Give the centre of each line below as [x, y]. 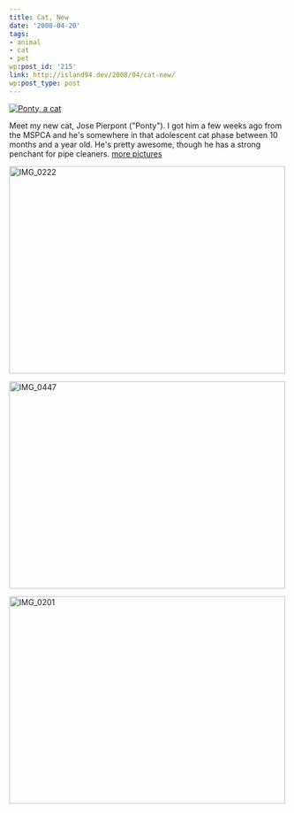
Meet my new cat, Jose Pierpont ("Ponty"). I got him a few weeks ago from [146, 126]
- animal [25, 42]
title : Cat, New [39, 17]
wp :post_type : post [45, 83]
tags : [19, 34]
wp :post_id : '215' [43, 67]
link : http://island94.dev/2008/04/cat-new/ [92, 75]
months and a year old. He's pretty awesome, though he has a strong [135, 144]
